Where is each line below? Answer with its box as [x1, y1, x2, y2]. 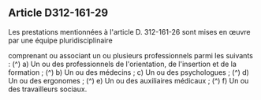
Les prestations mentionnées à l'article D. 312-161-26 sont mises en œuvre [8, 27, 251, 36]
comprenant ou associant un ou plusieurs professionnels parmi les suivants [8, 50, 254, 60]
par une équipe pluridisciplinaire [8, 35, 113, 45]
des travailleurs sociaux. [8, 84, 88, 94]
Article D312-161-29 [8, 6, 109, 20]
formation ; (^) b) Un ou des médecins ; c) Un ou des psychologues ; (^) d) [8, 67, 250, 77]
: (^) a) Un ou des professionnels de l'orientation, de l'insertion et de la [8, 59, 237, 69]
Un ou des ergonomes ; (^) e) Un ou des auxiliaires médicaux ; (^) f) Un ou [8, 76, 249, 85]
